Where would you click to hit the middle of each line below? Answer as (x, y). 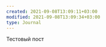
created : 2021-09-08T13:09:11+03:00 (52, 11)
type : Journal (24, 22)
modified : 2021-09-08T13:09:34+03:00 (53, 17)
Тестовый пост (25, 39)
